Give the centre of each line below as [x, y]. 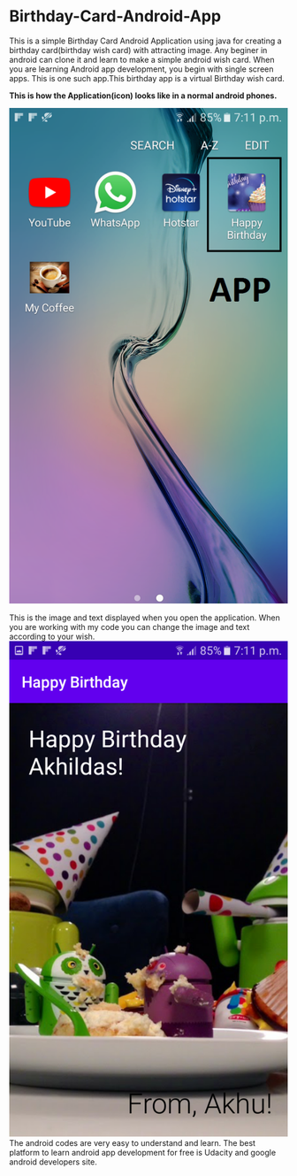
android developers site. [53, 1162]
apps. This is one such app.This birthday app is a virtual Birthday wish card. [147, 78]
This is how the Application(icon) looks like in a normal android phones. [143, 96]
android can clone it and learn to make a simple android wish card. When [142, 59]
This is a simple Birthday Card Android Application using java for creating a [145, 41]
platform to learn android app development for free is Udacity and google [143, 1152]
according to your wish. [52, 636]
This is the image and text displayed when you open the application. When [145, 618]
